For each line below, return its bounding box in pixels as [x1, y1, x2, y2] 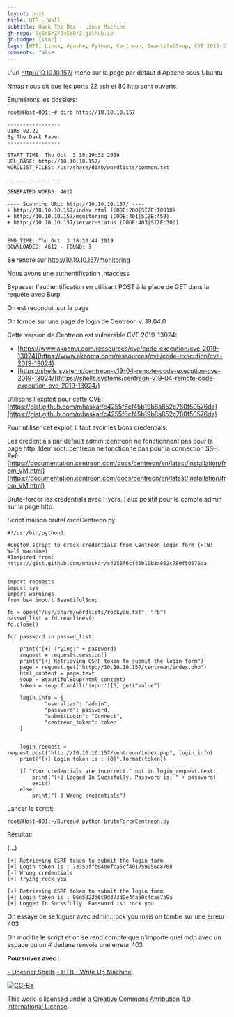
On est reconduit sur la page [7, 303, 89, 312]
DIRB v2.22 [7, 127, 39, 134]
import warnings [7, 590, 54, 597]
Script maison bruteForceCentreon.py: [7, 515, 117, 524]
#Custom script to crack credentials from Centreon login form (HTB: [7, 541, 214, 548]
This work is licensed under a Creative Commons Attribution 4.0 [7, 995, 192, 1003]
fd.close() [7, 621, 39, 628]
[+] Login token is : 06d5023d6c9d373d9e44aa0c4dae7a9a [7, 893, 173, 901]
